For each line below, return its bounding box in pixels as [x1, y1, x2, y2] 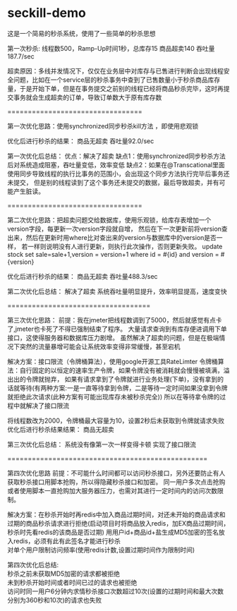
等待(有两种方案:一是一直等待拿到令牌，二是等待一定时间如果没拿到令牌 [19, 383, 228, 392]
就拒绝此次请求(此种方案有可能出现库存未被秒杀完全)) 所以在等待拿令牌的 [7, 392, 220, 401]
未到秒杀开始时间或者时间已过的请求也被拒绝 [7, 578, 138, 586]
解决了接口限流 [25, 401, 69, 410]
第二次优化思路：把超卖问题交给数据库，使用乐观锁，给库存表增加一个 [7, 215, 212, 224]
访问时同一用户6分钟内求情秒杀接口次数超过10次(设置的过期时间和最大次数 [7, 587, 224, 595]
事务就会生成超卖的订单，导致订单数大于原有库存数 [13, 93, 162, 102]
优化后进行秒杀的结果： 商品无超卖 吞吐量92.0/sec [7, 136, 154, 145]
